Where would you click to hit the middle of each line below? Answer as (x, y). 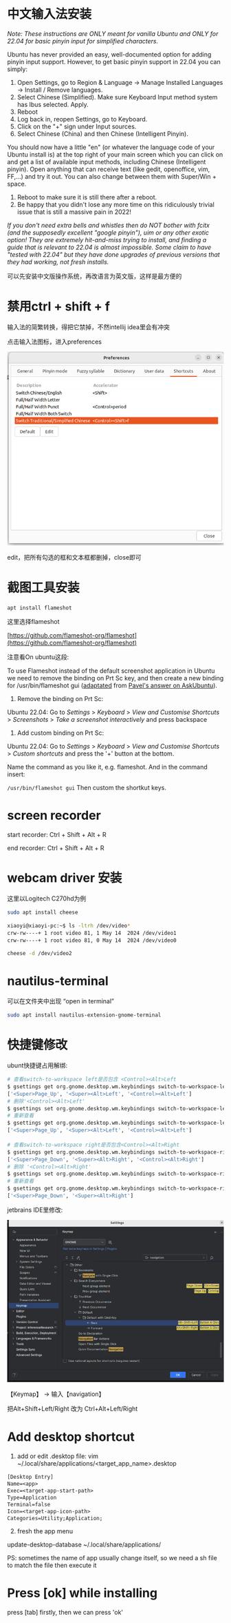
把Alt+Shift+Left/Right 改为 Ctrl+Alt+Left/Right (73, 1409)
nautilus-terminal (58, 981)
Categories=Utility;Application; (55, 1519)
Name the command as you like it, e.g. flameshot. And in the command (107, 767)
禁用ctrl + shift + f (58, 307)
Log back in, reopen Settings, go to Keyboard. (82, 119)
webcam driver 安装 (65, 878)
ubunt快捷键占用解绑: (37, 1065)
